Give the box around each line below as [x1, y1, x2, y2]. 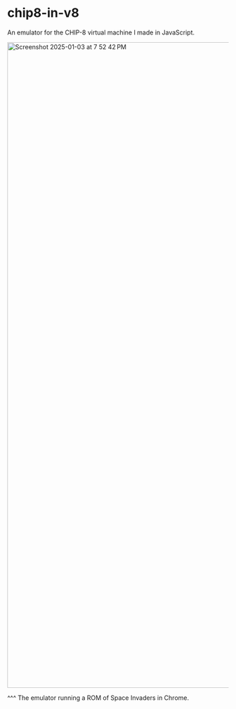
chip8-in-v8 [7, 5, 79, 21]
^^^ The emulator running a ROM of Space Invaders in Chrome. [7, 694, 190, 702]
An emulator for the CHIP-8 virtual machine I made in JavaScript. [7, 28, 195, 37]
